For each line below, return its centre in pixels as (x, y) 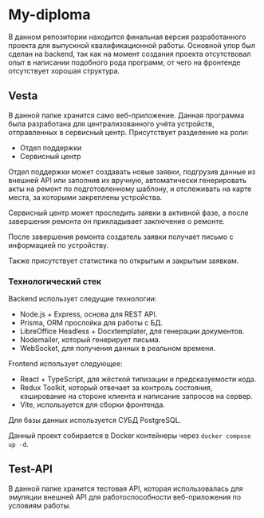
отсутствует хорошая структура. (64, 70)
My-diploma (49, 15)
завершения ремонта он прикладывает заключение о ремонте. (117, 221)
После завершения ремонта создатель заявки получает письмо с (121, 237)
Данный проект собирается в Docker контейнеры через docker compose (130, 436)
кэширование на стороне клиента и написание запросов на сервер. (136, 396)
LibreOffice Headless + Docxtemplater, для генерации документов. (132, 331)
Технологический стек (55, 281)
